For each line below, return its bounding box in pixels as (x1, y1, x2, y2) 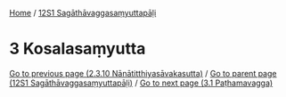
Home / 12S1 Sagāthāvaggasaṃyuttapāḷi (9, 8, 157, 18)
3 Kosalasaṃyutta (9, 39, 146, 59)
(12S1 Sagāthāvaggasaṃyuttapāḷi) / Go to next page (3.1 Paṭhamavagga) (9, 77, 274, 88)
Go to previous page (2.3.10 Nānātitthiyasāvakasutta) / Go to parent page (9, 68, 277, 78)
